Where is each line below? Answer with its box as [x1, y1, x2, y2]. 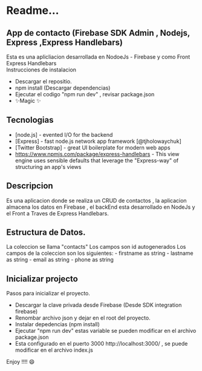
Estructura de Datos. [6, 228, 86, 238]
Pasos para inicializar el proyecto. [6, 290, 91, 297]
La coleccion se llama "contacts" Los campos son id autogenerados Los [6, 243, 186, 251]
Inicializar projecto [6, 274, 79, 284]
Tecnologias [6, 115, 54, 125]
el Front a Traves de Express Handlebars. [6, 209, 109, 217]
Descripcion [6, 181, 53, 191]
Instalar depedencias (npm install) [15, 321, 100, 328]
